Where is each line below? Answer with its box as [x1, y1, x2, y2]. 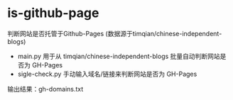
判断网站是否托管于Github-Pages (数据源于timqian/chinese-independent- [7, 29, 222, 38]
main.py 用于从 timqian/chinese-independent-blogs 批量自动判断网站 [17, 52, 220, 60]
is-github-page [7, 5, 99, 21]
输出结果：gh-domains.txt [7, 84, 84, 93]
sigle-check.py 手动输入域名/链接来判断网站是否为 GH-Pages [17, 70, 197, 78]
